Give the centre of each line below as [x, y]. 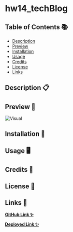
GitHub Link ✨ [19, 215]
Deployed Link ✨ [22, 224]
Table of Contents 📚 [37, 27]
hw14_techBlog [36, 8]
